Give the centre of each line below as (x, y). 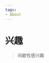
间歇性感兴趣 (30, 55)
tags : (11, 10)
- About (13, 14)
